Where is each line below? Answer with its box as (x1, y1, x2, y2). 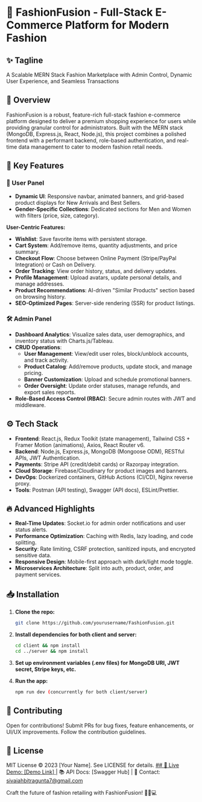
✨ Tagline (6, 55, 43, 65)
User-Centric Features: (6, 223, 66, 231)
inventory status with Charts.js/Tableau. (14, 337, 114, 344)
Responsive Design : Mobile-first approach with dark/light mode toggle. (14, 558, 193, 565)
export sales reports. (24, 388, 76, 396)
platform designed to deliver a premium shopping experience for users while (6, 117, 197, 124)
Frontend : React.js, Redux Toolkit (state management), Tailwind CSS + (14, 435, 191, 442)
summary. (14, 248, 40, 255)
